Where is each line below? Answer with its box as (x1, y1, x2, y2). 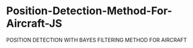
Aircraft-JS (6, 17, 63, 30)
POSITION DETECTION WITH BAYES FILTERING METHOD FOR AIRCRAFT (6, 36, 187, 43)
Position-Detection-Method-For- (6, 4, 173, 18)
